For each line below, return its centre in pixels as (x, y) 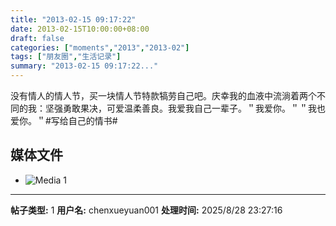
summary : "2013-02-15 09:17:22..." (84, 66)
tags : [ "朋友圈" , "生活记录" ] (66, 57)
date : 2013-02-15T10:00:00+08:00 (80, 29)
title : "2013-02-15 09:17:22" (73, 19)
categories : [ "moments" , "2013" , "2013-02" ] (100, 47)
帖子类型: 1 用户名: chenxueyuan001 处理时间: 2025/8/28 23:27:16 (146, 210)
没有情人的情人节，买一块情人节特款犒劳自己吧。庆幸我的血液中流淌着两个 (163, 95)
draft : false (37, 38)
